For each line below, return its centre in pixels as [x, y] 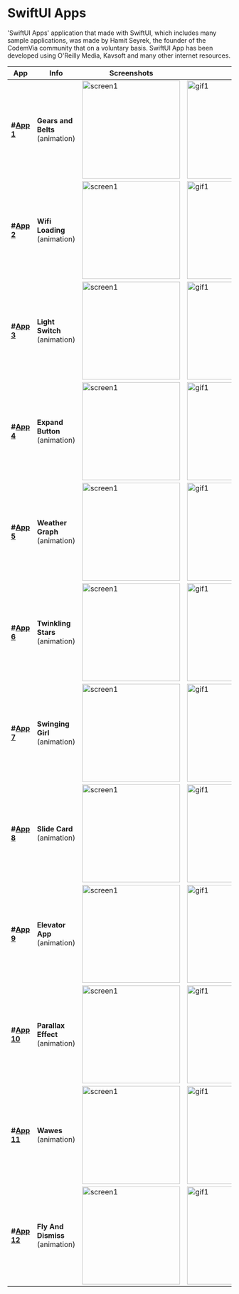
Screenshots [131, 73]
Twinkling [54, 623]
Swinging [53, 724]
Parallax [51, 1025]
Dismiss [51, 1235]
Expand [50, 422]
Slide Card [55, 829]
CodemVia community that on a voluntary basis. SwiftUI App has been [110, 48]
